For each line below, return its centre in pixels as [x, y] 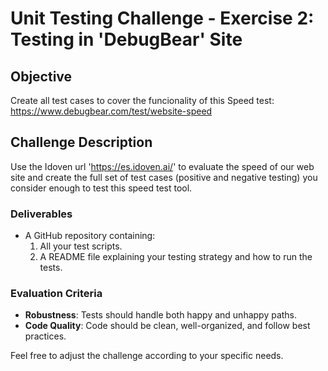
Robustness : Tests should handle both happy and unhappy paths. [161, 315]
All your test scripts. [81, 246]
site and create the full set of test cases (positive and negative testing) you [164, 177]
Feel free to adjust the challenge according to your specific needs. [147, 356]
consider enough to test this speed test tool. [101, 188]
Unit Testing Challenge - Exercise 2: [162, 18]
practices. [45, 336]
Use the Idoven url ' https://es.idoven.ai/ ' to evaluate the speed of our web [162, 166]
